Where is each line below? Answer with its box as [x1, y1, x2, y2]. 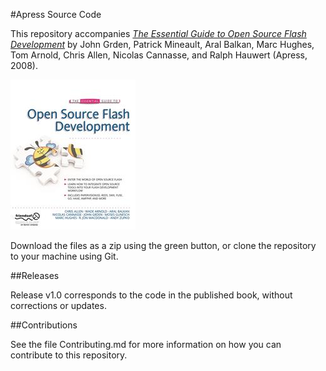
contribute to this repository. [10, 349, 128, 361]
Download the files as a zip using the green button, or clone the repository [10, 240, 317, 251]
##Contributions [10, 319, 78, 331]
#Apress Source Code [10, 9, 102, 20]
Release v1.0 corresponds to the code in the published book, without [10, 289, 293, 301]
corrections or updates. [10, 300, 107, 311]
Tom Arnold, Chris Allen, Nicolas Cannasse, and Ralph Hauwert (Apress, [10, 49, 308, 61]
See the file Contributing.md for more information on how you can [10, 339, 282, 350]
